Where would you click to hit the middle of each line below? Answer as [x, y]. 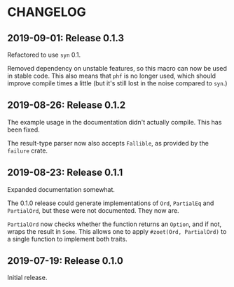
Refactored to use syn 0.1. [44, 55]
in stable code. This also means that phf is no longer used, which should [111, 76]
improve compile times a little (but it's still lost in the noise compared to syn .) [117, 83]
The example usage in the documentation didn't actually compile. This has [115, 122]
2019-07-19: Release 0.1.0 [66, 261]
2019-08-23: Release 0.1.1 [65, 173]
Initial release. [27, 278]
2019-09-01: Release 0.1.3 [66, 38]
